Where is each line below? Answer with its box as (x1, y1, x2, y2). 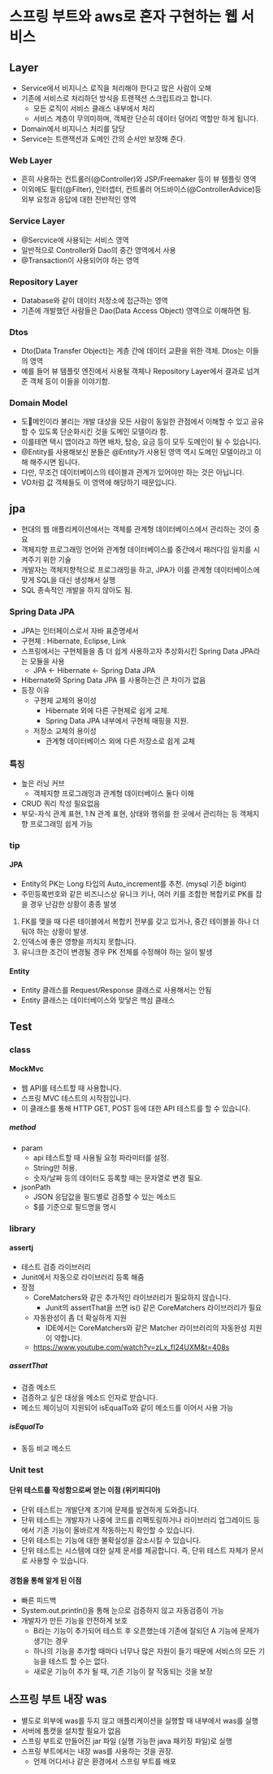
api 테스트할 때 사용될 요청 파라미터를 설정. (32, 1152, 170, 1163)
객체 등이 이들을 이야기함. (29, 376, 110, 386)
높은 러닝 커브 (20, 778, 65, 788)
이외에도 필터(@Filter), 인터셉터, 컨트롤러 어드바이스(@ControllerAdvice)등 (20, 185, 262, 194)
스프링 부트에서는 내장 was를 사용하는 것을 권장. (20, 1746, 174, 1756)
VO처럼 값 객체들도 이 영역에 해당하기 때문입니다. (20, 477, 177, 488)
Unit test (9, 1464, 44, 1476)
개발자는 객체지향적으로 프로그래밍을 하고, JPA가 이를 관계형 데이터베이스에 (20, 565, 261, 575)
